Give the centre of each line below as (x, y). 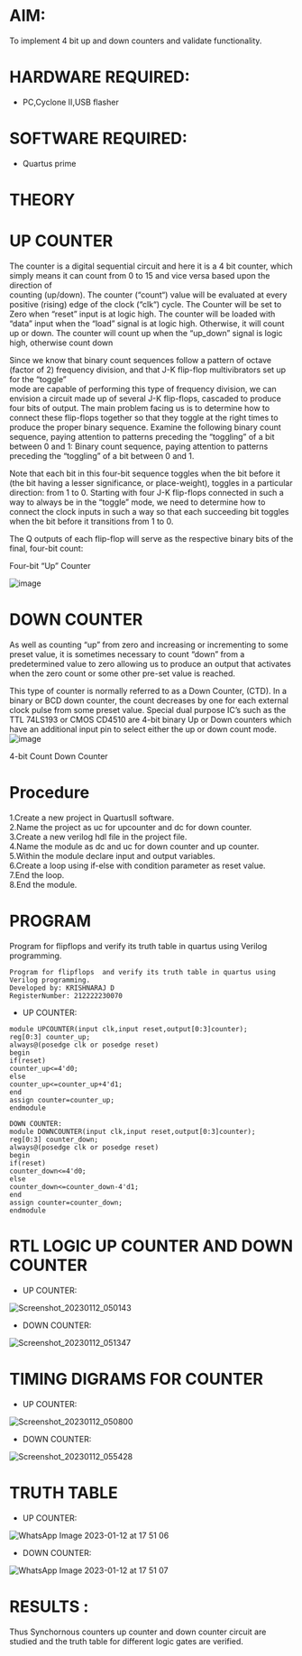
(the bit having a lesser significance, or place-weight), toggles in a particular (151, 482)
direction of (31, 285)
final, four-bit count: (46, 548)
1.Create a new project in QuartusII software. (92, 818)
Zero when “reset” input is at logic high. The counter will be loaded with (142, 314)
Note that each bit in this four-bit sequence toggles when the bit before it (145, 473)
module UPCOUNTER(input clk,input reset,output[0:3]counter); (128, 1029)
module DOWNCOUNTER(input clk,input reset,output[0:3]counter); (133, 1131)
